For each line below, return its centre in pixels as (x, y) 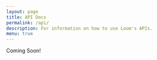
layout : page (22, 12)
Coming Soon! (24, 50)
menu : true (20, 34)
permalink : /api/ (28, 23)
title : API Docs (26, 17)
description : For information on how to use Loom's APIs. (79, 28)
